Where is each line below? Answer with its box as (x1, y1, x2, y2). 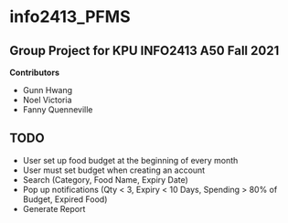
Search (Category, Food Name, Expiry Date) (22, 174, 189, 185)
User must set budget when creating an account (22, 165, 206, 175)
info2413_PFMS (9, 6, 131, 27)
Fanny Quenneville (22, 104, 93, 115)
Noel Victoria (22, 94, 72, 105)
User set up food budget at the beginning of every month (22, 154, 239, 165)
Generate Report (22, 203, 86, 214)
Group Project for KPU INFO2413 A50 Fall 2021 (9, 43, 280, 58)
